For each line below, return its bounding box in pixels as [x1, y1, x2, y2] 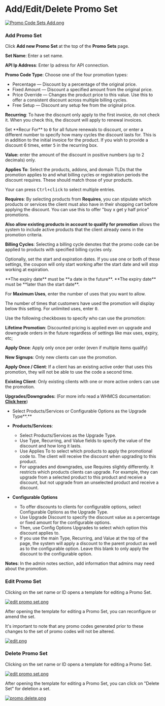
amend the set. [5, 613, 36, 619]
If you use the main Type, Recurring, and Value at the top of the [19, 535, 149, 541]
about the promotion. [5, 566, 48, 572]
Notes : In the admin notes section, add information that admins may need [5, 560, 155, 567]
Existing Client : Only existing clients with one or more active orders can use [5, 379, 160, 385]
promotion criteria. [5, 232, 43, 238]
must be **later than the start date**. [5, 282, 80, 288]
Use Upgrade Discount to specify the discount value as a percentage [19, 514, 160, 520]
